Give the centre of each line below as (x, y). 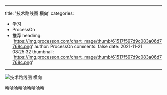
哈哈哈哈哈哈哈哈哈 (25, 88)
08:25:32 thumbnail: (33, 52)
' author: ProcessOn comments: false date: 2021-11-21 (87, 46)
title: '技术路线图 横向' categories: (40, 13)
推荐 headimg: (27, 36)
